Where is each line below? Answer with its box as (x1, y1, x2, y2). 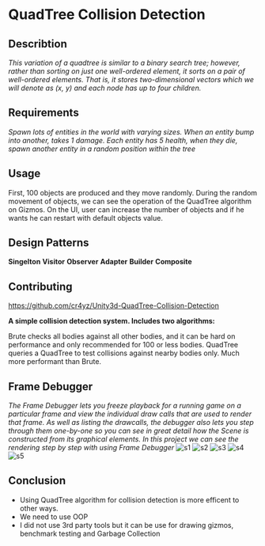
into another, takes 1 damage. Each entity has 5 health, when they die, (8, 135, 238, 145)
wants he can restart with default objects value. (8, 213, 164, 222)
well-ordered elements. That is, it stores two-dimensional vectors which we (8, 75, 255, 84)
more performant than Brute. (8, 357, 101, 366)
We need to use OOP (19, 512, 89, 521)
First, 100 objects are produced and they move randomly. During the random (8, 188, 258, 197)
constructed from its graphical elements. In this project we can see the (8, 434, 239, 444)
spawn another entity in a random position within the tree (8, 144, 196, 154)
